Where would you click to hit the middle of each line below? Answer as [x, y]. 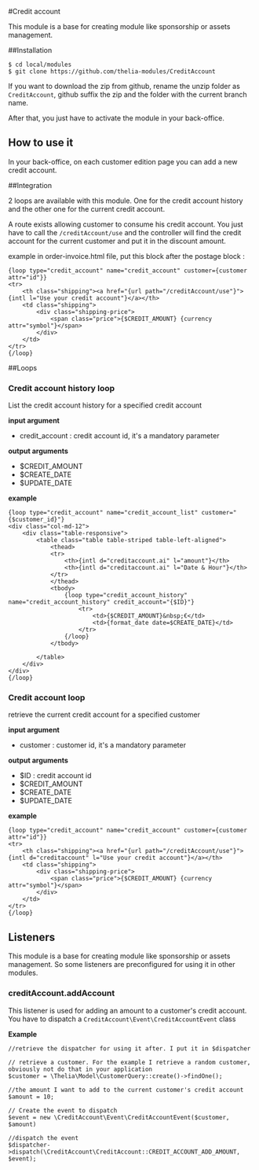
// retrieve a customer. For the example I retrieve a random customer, [129, 1062]
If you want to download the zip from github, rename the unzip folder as [124, 86]
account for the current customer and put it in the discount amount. [117, 241]
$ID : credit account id [55, 776]
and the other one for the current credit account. [87, 209]
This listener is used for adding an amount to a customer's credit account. [128, 1010]
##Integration [30, 185]
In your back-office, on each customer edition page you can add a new [123, 161]
